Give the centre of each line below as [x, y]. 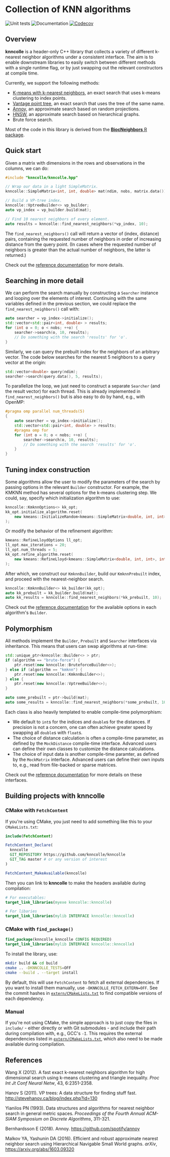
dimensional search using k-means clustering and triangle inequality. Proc [82, 1077]
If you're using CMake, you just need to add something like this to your [79, 821]
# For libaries [21, 911]
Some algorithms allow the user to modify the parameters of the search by [83, 482]
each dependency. [25, 998]
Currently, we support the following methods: [52, 83]
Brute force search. [33, 120]
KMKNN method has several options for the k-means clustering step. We [81, 492]
